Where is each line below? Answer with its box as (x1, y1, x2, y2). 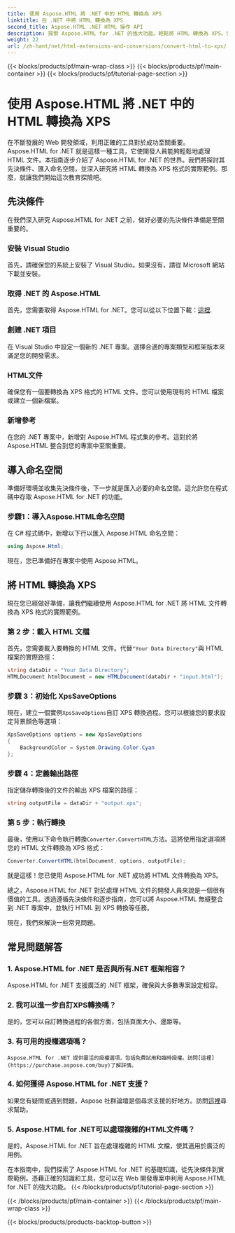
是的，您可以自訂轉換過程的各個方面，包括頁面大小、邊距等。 (7, 1017, 185, 1026)
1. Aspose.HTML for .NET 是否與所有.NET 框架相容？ (7, 963, 187, 973)
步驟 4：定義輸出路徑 (7, 768, 79, 778)
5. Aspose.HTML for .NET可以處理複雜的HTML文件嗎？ (7, 1124, 196, 1134)
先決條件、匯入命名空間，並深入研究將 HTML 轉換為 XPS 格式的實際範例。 (7, 164, 222, 172)
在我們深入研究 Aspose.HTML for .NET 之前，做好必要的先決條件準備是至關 (7, 215, 225, 224)
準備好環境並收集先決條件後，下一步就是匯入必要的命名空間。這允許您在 (7, 484, 215, 492)
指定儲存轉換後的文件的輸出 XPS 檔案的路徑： (7, 786, 140, 795)
